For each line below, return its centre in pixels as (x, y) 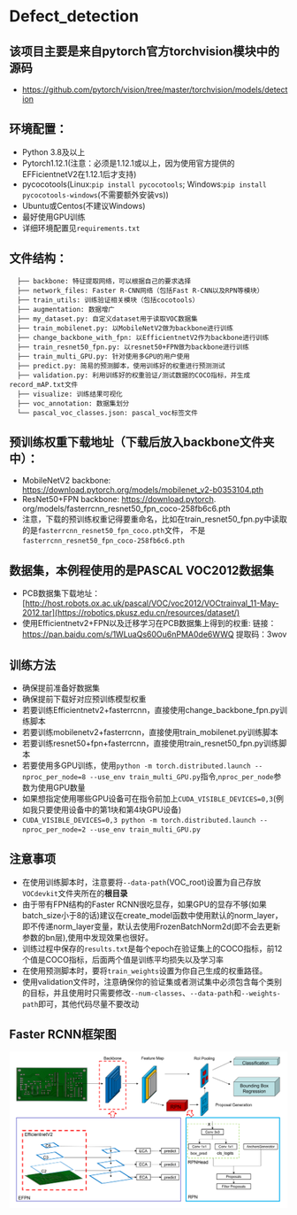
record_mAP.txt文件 (44, 384)
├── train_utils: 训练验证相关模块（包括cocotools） (108, 300)
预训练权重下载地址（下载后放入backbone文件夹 (142, 442)
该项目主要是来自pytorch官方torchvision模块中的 (145, 51)
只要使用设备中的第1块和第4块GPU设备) (110, 810)
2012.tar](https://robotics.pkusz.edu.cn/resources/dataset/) (131, 613)
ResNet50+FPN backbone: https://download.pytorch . (119, 499)
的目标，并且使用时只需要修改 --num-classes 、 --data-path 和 (131, 993)
